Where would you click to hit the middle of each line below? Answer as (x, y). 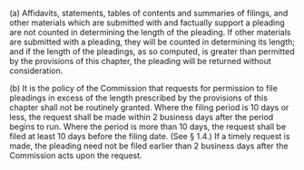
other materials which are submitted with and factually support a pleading (147, 23)
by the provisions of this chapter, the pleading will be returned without (141, 61)
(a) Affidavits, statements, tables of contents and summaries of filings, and (149, 13)
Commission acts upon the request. (76, 156)
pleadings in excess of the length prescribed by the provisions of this (138, 98)
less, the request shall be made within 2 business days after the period (142, 117)
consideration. (36, 71)
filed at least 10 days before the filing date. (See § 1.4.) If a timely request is (150, 136)
